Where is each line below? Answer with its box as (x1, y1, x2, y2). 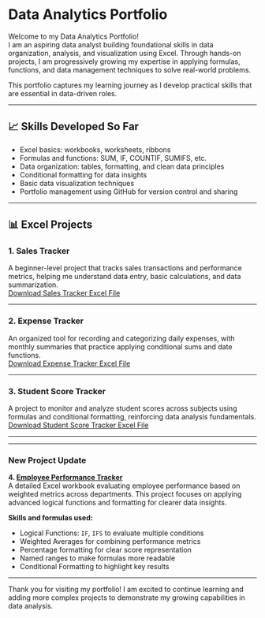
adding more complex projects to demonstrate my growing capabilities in (8, 593, 246, 602)
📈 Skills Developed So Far (8, 120, 140, 133)
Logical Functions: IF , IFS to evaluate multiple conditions (19, 528, 204, 538)
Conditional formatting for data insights (19, 169, 147, 179)
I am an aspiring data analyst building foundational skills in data (8, 39, 215, 49)
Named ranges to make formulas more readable (19, 553, 176, 563)
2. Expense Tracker (8, 315, 84, 326)
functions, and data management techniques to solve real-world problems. (8, 65, 251, 74)
